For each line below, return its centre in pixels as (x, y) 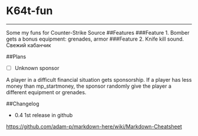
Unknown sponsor (37, 68)
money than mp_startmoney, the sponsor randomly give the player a (89, 86)
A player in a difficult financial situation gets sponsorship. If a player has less (99, 80)
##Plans (16, 57)
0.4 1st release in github (44, 115)
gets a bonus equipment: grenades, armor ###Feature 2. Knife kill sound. (95, 39)
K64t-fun (29, 11)
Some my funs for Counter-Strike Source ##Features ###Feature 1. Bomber (98, 32)
